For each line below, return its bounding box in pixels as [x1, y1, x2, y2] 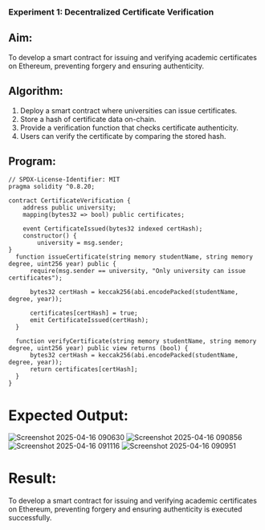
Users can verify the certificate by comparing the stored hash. [19, 131, 226, 141]
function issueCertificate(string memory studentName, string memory [15, 253, 253, 261]
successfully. [8, 513, 52, 523]
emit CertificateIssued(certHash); [29, 316, 149, 324]
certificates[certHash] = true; [29, 309, 138, 317]
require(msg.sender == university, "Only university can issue [29, 267, 247, 275]
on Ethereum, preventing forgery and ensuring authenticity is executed [8, 504, 243, 514]
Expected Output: [8, 406, 128, 424]
